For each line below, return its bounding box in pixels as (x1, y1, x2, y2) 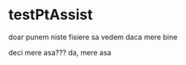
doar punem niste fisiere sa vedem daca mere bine (8, 32, 178, 42)
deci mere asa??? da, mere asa (8, 47, 112, 57)
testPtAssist (8, 6, 93, 24)
